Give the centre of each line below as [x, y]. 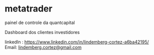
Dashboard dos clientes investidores [42, 32]
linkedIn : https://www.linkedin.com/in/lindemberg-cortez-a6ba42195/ [77, 42]
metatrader [29, 9]
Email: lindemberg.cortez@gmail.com [43, 47]
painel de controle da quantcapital [40, 22]
